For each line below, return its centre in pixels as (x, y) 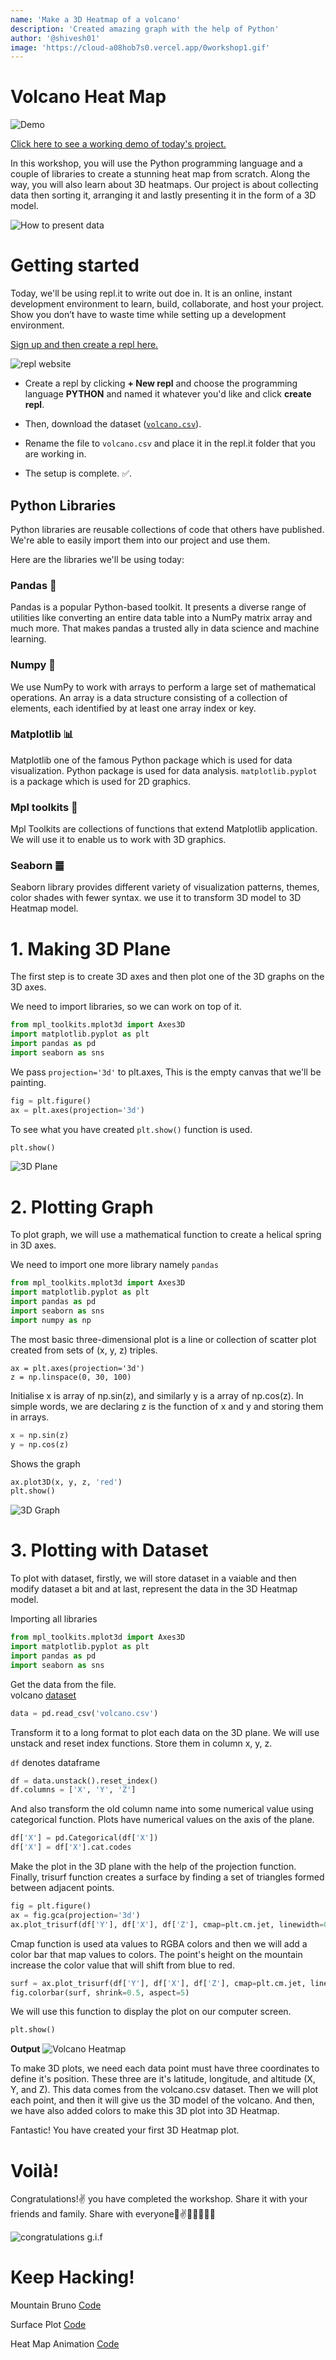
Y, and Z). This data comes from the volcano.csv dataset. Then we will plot (164, 2090)
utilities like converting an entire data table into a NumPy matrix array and (161, 618)
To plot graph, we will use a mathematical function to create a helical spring (166, 1235)
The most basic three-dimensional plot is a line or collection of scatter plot (163, 1339)
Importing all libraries (54, 1619)
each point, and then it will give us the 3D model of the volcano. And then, (162, 2100)
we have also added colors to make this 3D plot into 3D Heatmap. (145, 2111)
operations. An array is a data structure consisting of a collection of (149, 697)
